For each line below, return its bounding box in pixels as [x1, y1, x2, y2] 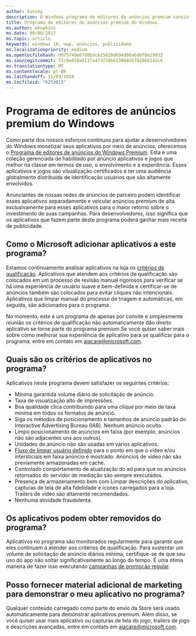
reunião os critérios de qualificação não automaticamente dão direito [6, 319, 171, 326]
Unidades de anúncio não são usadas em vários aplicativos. [14, 440, 159, 447]
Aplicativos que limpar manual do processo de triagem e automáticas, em [6, 295, 183, 302]
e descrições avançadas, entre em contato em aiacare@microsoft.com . [6, 623, 178, 630]
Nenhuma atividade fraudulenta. [14, 496, 92, 504]
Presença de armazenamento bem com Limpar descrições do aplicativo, [14, 478, 189, 485]
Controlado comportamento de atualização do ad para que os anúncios [14, 465, 187, 472]
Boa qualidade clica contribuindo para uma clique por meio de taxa [14, 403, 176, 410]
